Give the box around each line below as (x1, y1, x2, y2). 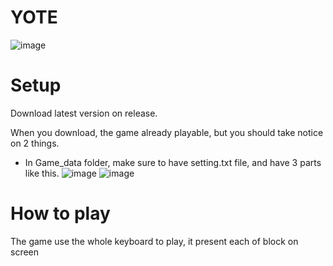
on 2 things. (10, 137, 60, 149)
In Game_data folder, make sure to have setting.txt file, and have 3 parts (24, 156, 322, 168)
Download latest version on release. (10, 107, 158, 119)
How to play (10, 202, 111, 225)
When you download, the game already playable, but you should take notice (10, 126, 324, 138)
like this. (24, 167, 60, 179)
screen (10, 246, 40, 258)
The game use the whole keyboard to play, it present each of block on (10, 235, 299, 247)
